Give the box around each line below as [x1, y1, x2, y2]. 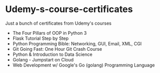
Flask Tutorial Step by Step [12, 35, 69, 41]
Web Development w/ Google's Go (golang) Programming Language [12, 62, 155, 68]
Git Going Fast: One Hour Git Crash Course [12, 46, 102, 52]
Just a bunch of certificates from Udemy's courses [5, 20, 112, 26]
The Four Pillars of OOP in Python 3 [12, 30, 87, 36]
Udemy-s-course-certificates [5, 4, 133, 15]
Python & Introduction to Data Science [12, 51, 93, 57]
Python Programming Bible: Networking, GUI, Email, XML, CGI [12, 40, 142, 46]
